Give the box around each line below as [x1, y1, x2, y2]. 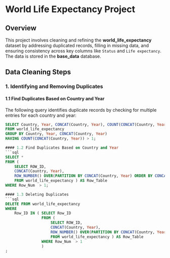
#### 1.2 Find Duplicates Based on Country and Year [5, 145, 119, 150]
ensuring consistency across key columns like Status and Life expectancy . [5, 48, 162, 54]
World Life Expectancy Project [5, 4, 136, 15]
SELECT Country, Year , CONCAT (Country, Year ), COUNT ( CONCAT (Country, [5, 122, 155, 127]
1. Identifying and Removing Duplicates [5, 83, 103, 90]
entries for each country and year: [5, 112, 77, 118]
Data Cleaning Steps [5, 68, 71, 76]
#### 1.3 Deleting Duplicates [5, 192, 69, 197]
